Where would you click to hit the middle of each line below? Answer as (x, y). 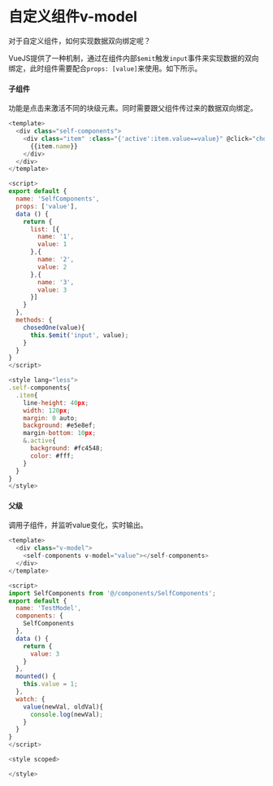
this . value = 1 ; (51, 684)
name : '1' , (56, 237)
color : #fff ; (52, 456)
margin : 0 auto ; (51, 418)
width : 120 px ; (47, 411)
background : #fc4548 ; (67, 449)
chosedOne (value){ (54, 327)
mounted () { (36, 677)
